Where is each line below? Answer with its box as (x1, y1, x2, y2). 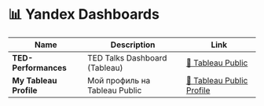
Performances (12, 62, 67, 73)
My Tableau (12, 75, 57, 86)
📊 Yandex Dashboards (8, 5, 159, 24)
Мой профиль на (87, 75, 151, 86)
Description (110, 39, 156, 50)
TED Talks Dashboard (87, 52, 167, 63)
